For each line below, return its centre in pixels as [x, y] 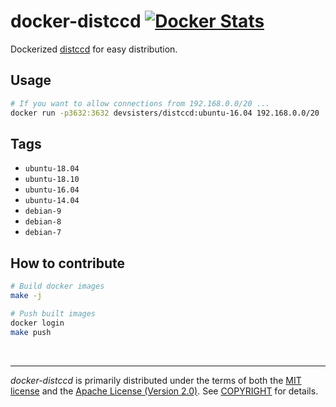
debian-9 [43, 211]
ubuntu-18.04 [52, 169]
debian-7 [43, 233]
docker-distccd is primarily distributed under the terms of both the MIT [156, 380]
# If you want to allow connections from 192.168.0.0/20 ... [140, 103]
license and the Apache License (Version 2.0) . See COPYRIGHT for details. [164, 391]
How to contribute [68, 263]
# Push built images [53, 313]
